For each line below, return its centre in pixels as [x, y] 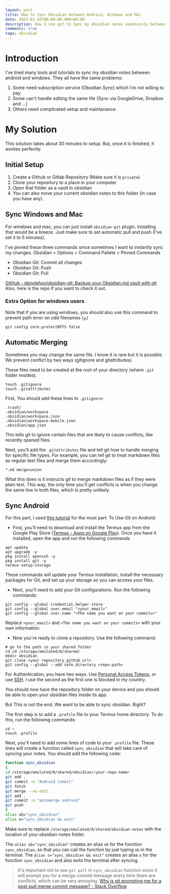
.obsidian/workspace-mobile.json [40, 421]
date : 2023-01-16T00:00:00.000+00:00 [45, 19]
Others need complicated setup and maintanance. [65, 109]
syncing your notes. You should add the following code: [63, 753]
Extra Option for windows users [45, 301]
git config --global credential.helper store [54, 605]
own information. [23, 628]
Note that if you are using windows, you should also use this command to [82, 312]
